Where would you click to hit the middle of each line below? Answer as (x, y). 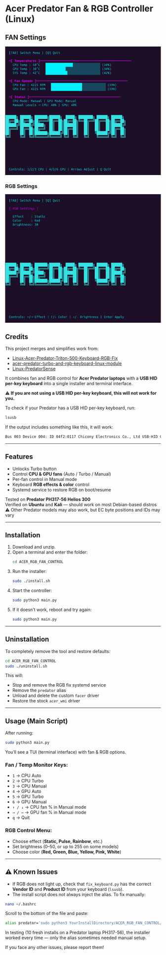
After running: (19, 733)
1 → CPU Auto (27, 776)
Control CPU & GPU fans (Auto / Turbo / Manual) (62, 474)
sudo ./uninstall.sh (26, 666)
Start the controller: (32, 591)
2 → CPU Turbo (28, 781)
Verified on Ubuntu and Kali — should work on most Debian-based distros (81, 504)
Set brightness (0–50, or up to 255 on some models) (65, 846)
